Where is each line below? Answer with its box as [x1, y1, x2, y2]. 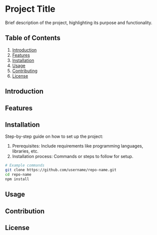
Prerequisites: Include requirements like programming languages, [12, 143, 143, 149]
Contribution [5, 207, 45, 215]
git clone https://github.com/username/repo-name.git [5, 168, 117, 173]
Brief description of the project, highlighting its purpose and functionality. [5, 20, 153, 26]
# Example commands [5, 163, 45, 168]
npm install [5, 177, 29, 182]
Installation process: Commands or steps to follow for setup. [12, 154, 134, 159]
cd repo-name [5, 172, 32, 177]
